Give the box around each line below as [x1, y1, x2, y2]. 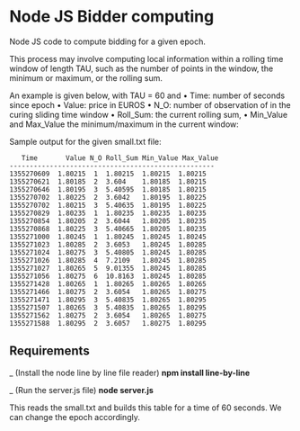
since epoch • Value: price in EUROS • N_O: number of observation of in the [9, 99, 291, 110]
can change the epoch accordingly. [9, 411, 141, 422]
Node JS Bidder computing [9, 6, 215, 27]
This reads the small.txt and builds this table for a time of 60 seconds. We [9, 402, 282, 413]
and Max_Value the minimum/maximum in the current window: [9, 119, 240, 130]
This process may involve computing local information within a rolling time [9, 53, 284, 64]
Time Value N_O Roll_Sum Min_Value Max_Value [21, 153, 219, 163]
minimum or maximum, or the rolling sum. [9, 72, 163, 83]
